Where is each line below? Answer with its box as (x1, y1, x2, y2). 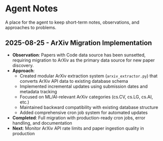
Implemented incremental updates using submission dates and (19, 83, 148, 89)
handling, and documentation (12, 120, 73, 126)
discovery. (12, 62, 34, 68)
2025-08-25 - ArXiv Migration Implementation (5, 39, 152, 47)
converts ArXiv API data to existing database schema (19, 78, 128, 84)
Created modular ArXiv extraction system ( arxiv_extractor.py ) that (19, 72, 158, 79)
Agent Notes (5, 3, 58, 14)
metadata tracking (19, 88, 57, 94)
